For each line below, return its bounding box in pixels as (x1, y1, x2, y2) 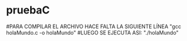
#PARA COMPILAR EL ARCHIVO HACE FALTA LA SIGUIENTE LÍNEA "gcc (6, 23, 182, 30)
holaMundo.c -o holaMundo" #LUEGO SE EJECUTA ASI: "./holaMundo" (6, 29, 179, 36)
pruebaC (6, 4, 50, 17)
